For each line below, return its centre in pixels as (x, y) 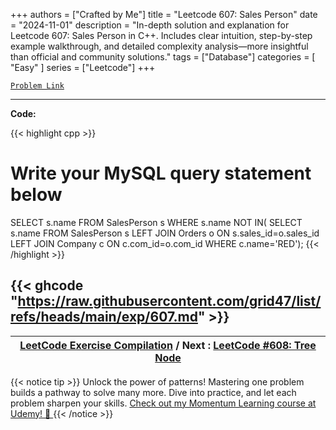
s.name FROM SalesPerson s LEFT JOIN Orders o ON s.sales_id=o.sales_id (165, 233)
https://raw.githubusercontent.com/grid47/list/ (169, 301)
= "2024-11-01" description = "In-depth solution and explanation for (150, 25)
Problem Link (37, 86)
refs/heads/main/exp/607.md (104, 317)
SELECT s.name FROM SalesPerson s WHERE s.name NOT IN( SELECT (156, 222)
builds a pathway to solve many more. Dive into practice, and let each (153, 392)
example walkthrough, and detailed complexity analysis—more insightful (159, 46)
